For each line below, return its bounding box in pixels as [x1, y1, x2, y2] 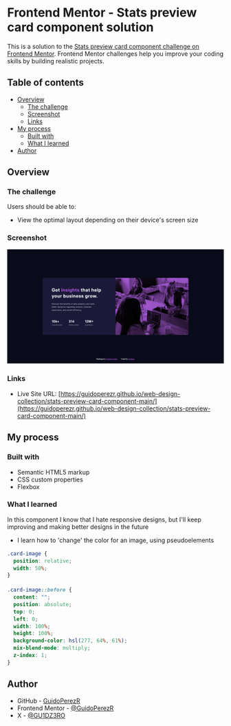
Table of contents [7, 77, 84, 89]
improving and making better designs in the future [7, 522, 149, 531]
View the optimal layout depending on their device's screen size [16, 216, 199, 225]
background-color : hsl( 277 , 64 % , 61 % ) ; [13, 637, 128, 645]
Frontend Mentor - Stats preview [7, 5, 197, 21]
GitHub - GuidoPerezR [16, 696, 80, 705]
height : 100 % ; [13, 630, 54, 637]
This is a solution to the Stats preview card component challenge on [7, 42, 199, 50]
